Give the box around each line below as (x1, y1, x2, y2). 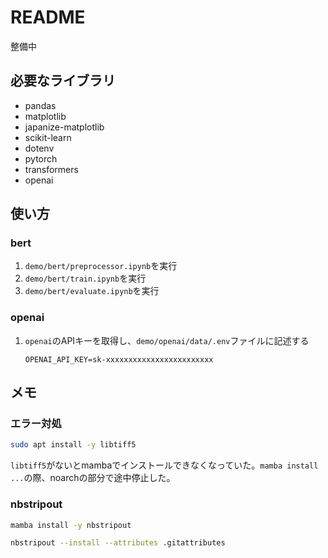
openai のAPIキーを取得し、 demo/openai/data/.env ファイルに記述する (24, 334, 310, 346)
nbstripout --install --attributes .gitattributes (10, 538, 226, 548)
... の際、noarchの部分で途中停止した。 (10, 472, 176, 484)
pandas (24, 99, 57, 111)
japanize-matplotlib (24, 121, 105, 133)
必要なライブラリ (10, 72, 116, 90)
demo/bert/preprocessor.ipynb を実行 (24, 260, 178, 272)
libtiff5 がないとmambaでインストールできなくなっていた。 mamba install (10, 459, 319, 471)
